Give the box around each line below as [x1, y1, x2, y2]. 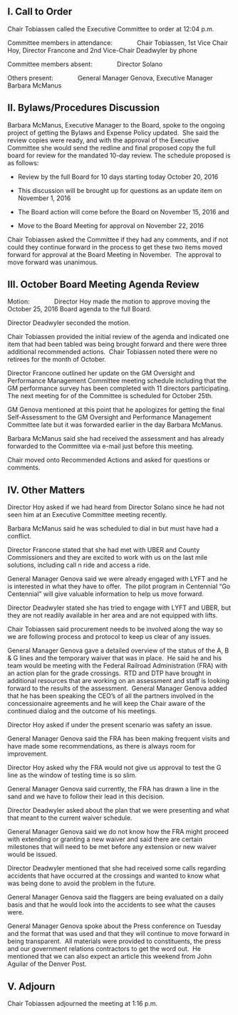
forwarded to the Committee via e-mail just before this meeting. [7, 442, 194, 451]
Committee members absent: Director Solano [7, 60, 162, 68]
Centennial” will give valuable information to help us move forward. [7, 590, 205, 598]
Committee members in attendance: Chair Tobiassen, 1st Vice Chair [7, 38, 228, 47]
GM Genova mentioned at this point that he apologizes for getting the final [7, 405, 225, 414]
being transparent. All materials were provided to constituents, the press [7, 937, 222, 946]
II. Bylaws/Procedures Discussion [7, 102, 160, 114]
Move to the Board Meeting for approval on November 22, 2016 [17, 221, 205, 230]
